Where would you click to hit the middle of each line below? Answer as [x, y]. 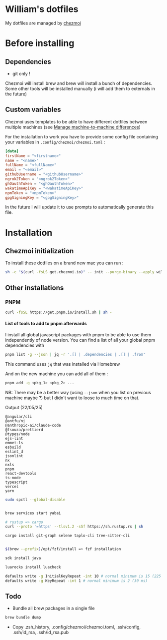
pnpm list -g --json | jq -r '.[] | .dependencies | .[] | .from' [75, 355]
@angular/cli [19, 416]
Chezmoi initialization [40, 251]
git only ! [21, 73]
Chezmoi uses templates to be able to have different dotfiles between [76, 121]
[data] [12, 151]
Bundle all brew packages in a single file [53, 609]
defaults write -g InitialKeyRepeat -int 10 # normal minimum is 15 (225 [83, 576]
